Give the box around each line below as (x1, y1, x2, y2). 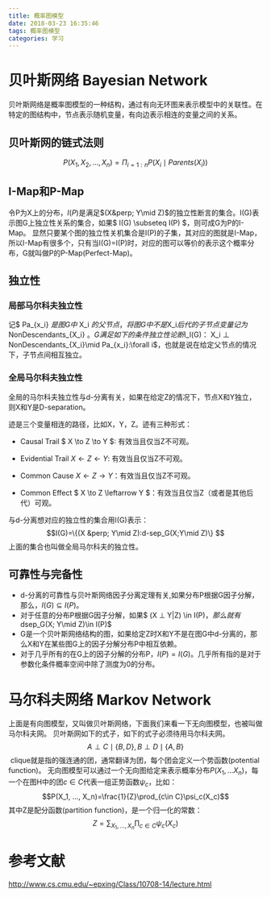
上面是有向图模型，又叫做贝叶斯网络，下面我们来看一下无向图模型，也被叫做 (8, 719, 263, 729)
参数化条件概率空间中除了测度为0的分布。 (19, 659, 160, 669)
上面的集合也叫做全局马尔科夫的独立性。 (8, 542, 143, 551)
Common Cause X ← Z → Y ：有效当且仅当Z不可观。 (19, 471, 195, 480)
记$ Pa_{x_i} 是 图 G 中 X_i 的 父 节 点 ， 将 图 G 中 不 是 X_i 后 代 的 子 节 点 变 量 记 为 (8, 320, 248, 330)
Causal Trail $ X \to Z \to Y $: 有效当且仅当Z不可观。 (19, 436, 194, 446)
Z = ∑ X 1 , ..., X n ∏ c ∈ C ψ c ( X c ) (92, 818, 179, 831)
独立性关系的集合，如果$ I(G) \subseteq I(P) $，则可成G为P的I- (35, 218, 244, 227)
